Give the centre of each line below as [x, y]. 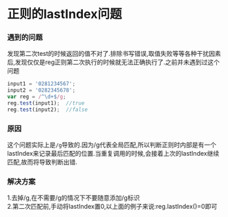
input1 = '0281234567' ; [41, 84]
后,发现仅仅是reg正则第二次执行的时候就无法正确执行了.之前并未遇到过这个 [113, 62]
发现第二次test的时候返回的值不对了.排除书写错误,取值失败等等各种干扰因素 [114, 54]
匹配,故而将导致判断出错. [42, 162]
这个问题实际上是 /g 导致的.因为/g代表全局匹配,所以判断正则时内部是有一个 [112, 145]
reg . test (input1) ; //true [46, 103]
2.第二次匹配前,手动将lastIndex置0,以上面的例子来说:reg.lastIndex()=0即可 [112, 207]
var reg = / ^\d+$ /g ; [37, 97]
